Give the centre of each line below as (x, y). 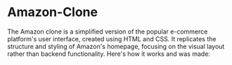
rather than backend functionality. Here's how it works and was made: (109, 54)
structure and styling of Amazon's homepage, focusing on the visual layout (116, 46)
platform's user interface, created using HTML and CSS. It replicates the (112, 38)
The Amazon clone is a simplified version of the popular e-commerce (108, 31)
